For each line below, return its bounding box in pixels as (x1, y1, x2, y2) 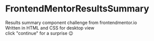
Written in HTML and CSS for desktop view (5, 24, 94, 30)
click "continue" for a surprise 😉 (5, 30, 74, 36)
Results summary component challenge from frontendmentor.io (5, 19, 137, 25)
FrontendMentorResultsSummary (5, 3, 149, 14)
